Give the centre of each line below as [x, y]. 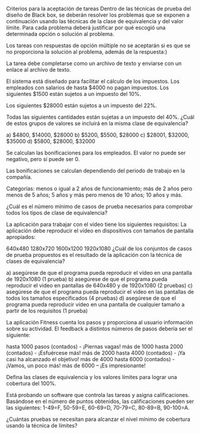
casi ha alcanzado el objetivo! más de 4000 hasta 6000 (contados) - [90, 359]
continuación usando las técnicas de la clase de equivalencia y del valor [95, 21]
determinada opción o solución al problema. [60, 34]
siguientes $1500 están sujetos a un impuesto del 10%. [74, 94]
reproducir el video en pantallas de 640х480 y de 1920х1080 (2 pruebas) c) [99, 285]
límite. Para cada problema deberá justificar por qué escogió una [86, 27]
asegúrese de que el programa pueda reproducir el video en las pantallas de [100, 292]
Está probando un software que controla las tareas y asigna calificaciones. [98, 395]
